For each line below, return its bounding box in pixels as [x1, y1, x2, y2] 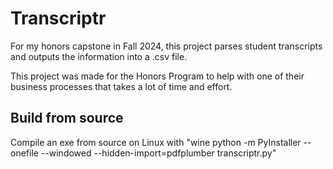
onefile [10, 147, 39, 159]
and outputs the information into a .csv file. [10, 50, 188, 62]
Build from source [10, 110, 124, 127]
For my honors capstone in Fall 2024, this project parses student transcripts [10, 40, 323, 52]
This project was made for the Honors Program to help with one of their [10, 70, 305, 82]
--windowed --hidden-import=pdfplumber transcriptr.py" [40, 147, 277, 159]
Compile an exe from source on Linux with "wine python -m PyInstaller [10, 136, 302, 148]
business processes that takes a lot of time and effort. [10, 80, 233, 92]
